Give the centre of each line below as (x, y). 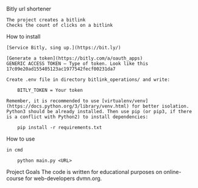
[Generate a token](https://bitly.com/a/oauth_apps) (75, 58)
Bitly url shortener (29, 9)
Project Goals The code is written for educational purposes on (84, 172)
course (15, 178)
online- (172, 172)
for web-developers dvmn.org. (64, 178)
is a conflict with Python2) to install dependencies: (77, 117)
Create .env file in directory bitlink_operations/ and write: (88, 80)
